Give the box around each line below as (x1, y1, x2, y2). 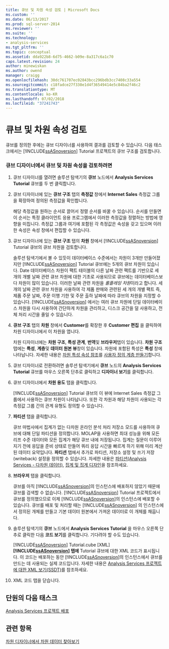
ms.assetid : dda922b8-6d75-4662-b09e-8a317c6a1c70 (6, 54, 114, 59)
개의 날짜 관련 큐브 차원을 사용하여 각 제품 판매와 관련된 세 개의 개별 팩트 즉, (13, 286, 161, 293)
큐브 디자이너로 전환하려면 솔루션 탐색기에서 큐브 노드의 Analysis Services (13, 363, 161, 369)
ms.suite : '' (6, 31, 33, 36)
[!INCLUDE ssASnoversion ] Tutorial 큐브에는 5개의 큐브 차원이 (22, 261, 146, 267)
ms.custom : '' (6, 12, 36, 17)
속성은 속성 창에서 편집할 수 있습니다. (18, 227, 91, 233)
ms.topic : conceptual (6, 49, 51, 54)
